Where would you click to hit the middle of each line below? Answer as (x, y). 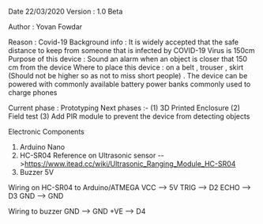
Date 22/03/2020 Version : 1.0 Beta (66, 11)
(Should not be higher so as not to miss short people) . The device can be (128, 76)
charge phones (33, 93)
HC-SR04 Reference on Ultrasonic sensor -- (92, 155)
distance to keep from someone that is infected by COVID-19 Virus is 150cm (131, 50)
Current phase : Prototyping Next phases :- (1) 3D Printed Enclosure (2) (124, 108)
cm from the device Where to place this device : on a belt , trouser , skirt (126, 67)
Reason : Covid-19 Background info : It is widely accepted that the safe (124, 42)
